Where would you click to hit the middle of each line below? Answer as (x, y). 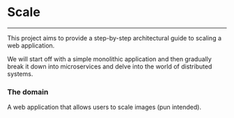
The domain (28, 91)
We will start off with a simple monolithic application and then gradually (110, 59)
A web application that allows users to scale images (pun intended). (104, 107)
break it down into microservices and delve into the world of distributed (110, 66)
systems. (20, 73)
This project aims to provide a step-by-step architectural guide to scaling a (114, 38)
